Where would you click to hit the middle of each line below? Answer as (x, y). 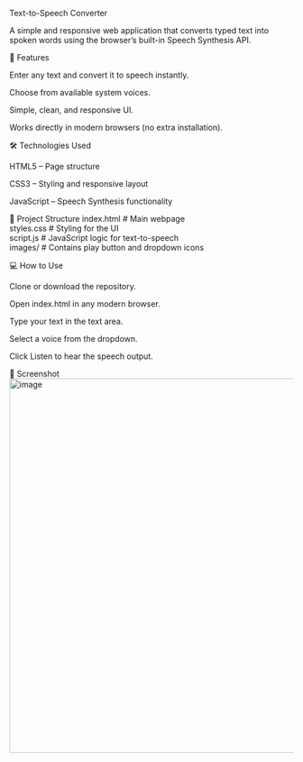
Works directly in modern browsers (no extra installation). (116, 127)
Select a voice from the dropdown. (73, 339)
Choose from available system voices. (80, 92)
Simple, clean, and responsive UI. (71, 110)
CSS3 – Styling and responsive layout (79, 184)
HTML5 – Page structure (55, 166)
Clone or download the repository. (73, 286)
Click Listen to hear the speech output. (81, 356)
